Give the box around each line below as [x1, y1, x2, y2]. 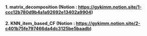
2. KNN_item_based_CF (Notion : [5, 20, 76, 27]
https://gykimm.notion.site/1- [78, 4, 142, 10]
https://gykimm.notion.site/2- [76, 20, 140, 27]
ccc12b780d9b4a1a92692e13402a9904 [5, 9, 92, 15]
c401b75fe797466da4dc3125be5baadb [5, 26, 90, 32]
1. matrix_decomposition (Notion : [5, 4, 78, 10]
